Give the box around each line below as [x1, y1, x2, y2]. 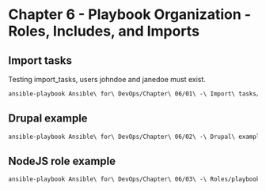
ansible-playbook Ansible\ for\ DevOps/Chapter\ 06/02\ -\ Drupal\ [8, 133, 236, 140]
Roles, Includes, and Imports [8, 22, 200, 40]
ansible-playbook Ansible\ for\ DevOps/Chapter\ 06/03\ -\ [8, 175, 207, 183]
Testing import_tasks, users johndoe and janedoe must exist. [8, 75, 206, 84]
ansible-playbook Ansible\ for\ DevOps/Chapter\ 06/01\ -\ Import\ [8, 90, 236, 98]
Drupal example [8, 112, 89, 125]
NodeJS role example [8, 154, 116, 167]
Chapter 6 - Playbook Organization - [8, 6, 252, 24]
